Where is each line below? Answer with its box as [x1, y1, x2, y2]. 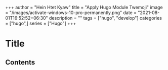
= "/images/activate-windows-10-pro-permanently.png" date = [5, 10, 137, 16]
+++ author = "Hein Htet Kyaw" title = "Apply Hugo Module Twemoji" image [5, 5, 163, 10]
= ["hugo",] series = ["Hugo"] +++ [5, 20, 77, 26]
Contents [5, 58, 35, 66]
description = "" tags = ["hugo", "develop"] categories [49, 15, 162, 21]
